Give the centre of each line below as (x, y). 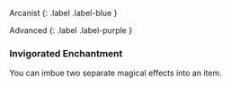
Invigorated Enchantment (66, 53)
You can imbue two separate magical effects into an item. (115, 73)
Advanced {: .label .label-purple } (71, 30)
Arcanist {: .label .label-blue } (63, 13)
